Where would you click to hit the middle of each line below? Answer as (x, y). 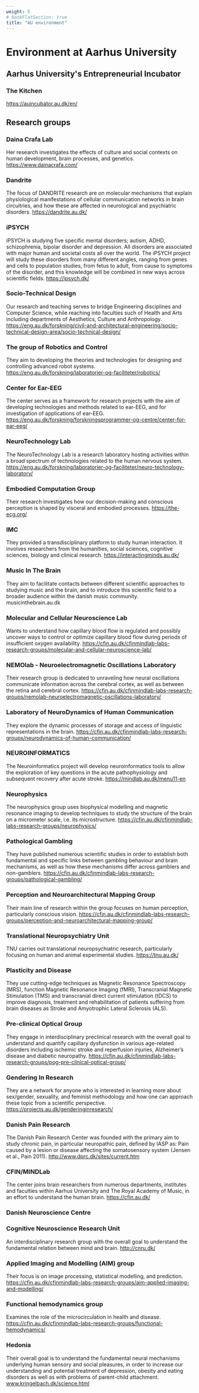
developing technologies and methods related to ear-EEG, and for (86, 407)
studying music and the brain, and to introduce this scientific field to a (91, 590)
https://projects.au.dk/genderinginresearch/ (60, 1109)
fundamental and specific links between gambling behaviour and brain (92, 861)
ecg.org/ (17, 515)
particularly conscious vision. (42, 914)
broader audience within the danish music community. (72, 596)
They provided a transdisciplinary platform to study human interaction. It (94, 542)
